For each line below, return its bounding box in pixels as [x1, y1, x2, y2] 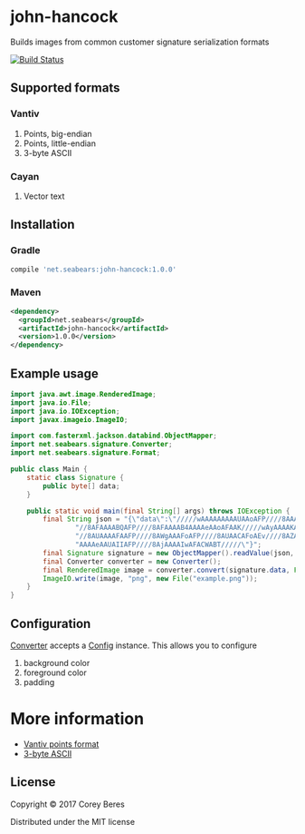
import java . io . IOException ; [10, 407, 120, 416]
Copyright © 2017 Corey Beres [10, 799, 125, 809]
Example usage [10, 366, 99, 381]
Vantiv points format [23, 738, 100, 750]
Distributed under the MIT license [10, 816, 135, 827]
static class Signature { [26, 473, 125, 482]
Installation [10, 217, 75, 232]
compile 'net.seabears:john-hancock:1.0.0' [10, 265, 177, 274]
